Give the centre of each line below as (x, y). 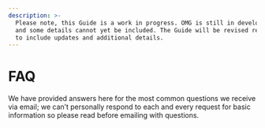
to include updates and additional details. (90, 38)
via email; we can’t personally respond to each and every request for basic (129, 107)
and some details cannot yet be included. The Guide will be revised (132, 30)
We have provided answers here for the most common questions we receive (132, 99)
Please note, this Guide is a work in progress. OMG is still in (125, 23)
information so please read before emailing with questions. (104, 115)
